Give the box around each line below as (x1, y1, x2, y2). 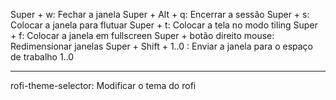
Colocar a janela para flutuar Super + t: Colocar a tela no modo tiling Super (10, 19, 318, 31)
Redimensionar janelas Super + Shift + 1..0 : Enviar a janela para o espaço (10, 40, 313, 52)
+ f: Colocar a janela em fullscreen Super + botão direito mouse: (10, 30, 275, 41)
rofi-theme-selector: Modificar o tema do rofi (10, 80, 197, 91)
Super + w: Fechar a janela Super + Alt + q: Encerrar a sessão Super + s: (10, 9, 310, 20)
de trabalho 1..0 (10, 51, 75, 63)
